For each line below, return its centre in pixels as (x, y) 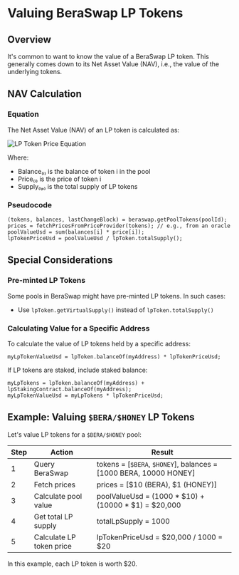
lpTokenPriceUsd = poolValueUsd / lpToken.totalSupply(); (95, 238)
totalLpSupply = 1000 (133, 521)
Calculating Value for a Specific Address (79, 328)
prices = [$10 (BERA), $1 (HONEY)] (156, 485)
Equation (23, 114)
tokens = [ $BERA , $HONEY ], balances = (157, 464)
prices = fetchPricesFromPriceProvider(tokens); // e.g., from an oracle (119, 226)
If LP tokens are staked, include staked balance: (78, 370)
